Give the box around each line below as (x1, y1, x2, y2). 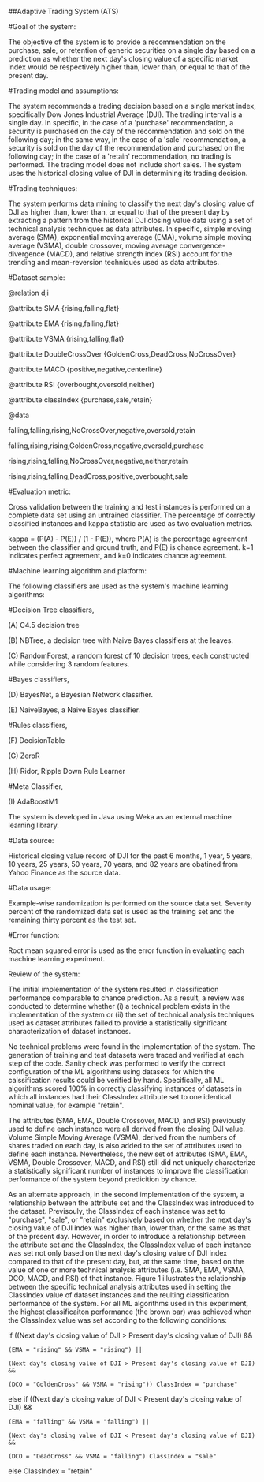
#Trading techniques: (8, 184, 77, 192)
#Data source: (8, 836, 54, 845)
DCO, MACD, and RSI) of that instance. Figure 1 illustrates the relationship (8, 1274, 247, 1282)
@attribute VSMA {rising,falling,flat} (8, 334, 125, 343)
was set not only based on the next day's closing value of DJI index (8, 1249, 228, 1257)
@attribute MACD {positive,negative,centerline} (8, 364, 163, 374)
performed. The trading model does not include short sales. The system (8, 160, 242, 169)
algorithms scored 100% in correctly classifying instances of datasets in (8, 1084, 242, 1093)
